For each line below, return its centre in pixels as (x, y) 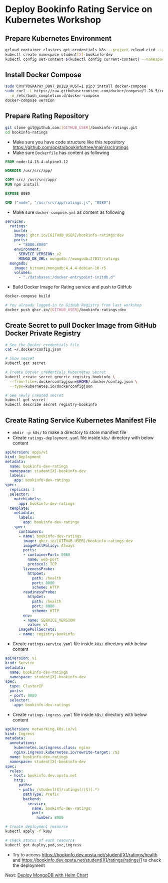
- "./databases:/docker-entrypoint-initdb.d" (66, 277)
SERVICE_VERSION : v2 (40, 254)
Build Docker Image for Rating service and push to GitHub (72, 287)
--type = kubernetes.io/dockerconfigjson (51, 386)
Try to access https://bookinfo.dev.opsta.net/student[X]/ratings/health (85, 854)
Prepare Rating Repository (47, 116)
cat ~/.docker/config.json (33, 350)
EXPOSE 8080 (17, 194)
